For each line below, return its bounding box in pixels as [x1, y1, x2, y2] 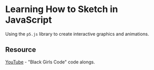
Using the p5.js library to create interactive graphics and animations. [5, 31, 149, 37]
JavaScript [5, 14, 52, 26]
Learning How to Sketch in [5, 4, 118, 15]
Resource [5, 45, 36, 54]
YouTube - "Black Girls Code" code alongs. [5, 59, 95, 65]
